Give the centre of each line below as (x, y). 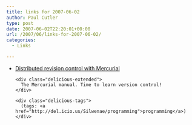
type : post (20, 23)
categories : (21, 40)
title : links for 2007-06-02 (43, 12)
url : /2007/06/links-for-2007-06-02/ (54, 35)
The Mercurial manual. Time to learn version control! (91, 85)
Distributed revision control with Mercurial (67, 68)
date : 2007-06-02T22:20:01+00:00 (48, 29)
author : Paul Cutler (32, 18)
